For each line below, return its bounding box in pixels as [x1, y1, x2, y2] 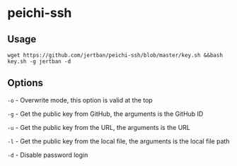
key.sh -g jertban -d [7, 58, 71, 65]
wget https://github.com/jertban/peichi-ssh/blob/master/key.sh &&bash [7, 52, 223, 59]
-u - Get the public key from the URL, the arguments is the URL [7, 123, 191, 131]
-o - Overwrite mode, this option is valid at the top [7, 95, 154, 104]
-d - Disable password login [7, 150, 88, 159]
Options [7, 77, 44, 89]
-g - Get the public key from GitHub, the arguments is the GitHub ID [7, 109, 204, 118]
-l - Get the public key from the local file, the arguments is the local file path [7, 136, 230, 146]
